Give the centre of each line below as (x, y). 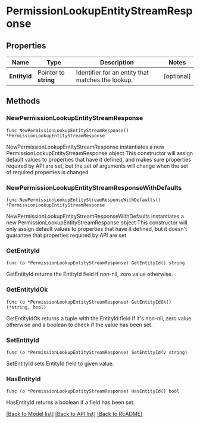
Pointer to (51, 72)
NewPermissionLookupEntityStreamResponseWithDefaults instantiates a (95, 216)
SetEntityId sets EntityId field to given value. (60, 363)
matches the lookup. (104, 80)
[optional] (177, 76)
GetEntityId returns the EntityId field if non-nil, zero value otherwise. (90, 274)
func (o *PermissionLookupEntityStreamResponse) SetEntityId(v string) (97, 352)
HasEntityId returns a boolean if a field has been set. (71, 402)
